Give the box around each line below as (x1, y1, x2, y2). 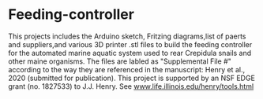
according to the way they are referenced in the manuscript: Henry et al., (8, 64, 246, 74)
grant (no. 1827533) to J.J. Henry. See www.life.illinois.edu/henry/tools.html (8, 81, 254, 91)
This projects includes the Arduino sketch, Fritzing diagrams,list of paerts (8, 31, 246, 41)
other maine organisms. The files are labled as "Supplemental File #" (8, 57, 231, 66)
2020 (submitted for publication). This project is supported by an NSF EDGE (8, 73, 255, 82)
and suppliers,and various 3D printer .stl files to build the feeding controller (8, 39, 253, 49)
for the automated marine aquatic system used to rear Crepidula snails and (8, 48, 252, 57)
